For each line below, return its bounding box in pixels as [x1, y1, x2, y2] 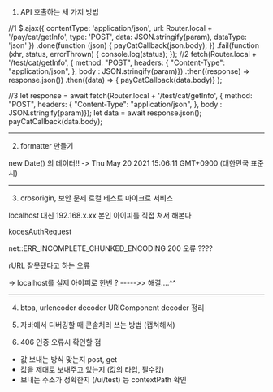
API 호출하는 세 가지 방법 [19, 7, 99, 16]
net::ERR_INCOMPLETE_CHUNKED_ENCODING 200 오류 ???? [8, 243, 213, 253]
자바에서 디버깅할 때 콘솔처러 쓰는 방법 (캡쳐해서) [19, 320, 176, 330]
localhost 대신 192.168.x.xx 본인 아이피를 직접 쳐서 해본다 [8, 210, 193, 220]
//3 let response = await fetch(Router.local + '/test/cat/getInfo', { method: [8, 91, 253, 100]
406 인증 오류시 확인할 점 [19, 338, 102, 347]
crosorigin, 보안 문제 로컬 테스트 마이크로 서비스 [19, 193, 173, 203]
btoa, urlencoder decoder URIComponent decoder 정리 [19, 303, 205, 312]
